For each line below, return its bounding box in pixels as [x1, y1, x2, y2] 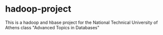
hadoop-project [5, 3, 71, 15]
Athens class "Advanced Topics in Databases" [5, 24, 100, 30]
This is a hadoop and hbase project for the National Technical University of [5, 19, 158, 25]
